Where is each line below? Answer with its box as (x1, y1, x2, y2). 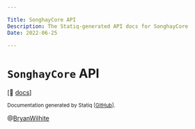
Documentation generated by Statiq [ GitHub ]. (7, 102, 116, 109)
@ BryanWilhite (7, 114, 50, 123)
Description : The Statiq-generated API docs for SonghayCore (7, 22, 189, 30)
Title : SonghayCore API (7, 16, 77, 23)
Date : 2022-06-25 (7, 29, 58, 36)
